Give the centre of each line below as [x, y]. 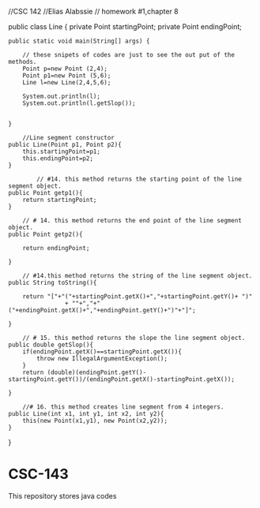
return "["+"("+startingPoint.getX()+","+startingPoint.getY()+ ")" [138, 297]
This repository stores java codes [62, 495]
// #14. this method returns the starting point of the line [139, 179]
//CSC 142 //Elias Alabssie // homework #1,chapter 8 [94, 11]
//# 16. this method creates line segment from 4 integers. [123, 407]
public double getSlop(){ [51, 345]
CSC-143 [38, 474]
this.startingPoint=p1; [62, 151]
